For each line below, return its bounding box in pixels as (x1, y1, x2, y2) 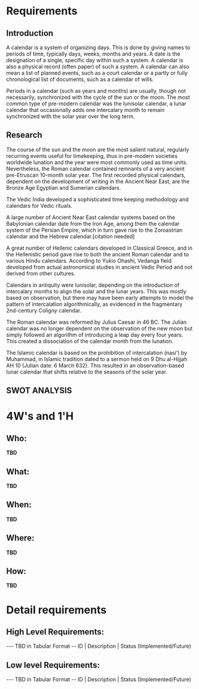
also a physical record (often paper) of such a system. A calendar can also (6, 63, 189, 70)
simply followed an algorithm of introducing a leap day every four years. (6, 331, 183, 338)
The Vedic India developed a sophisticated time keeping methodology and (6, 196, 189, 203)
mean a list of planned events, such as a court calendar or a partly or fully (6, 69, 188, 76)
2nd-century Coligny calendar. (6, 306, 82, 314)
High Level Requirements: (6, 627, 105, 637)
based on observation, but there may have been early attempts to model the (6, 294, 194, 301)
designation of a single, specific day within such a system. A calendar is (6, 57, 183, 63)
